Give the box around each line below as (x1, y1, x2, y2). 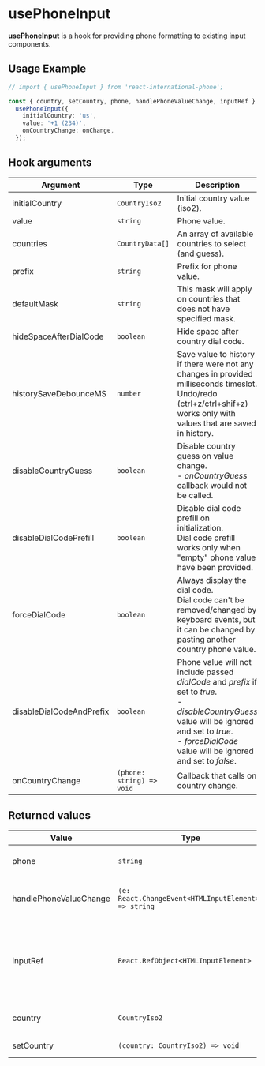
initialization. (177, 522, 224, 533)
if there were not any (177, 358, 254, 370)
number (117, 388, 142, 398)
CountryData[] (117, 238, 170, 248)
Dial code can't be (177, 594, 244, 605)
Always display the (177, 574, 247, 585)
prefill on (177, 512, 211, 524)
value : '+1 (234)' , (22, 119, 87, 127)
